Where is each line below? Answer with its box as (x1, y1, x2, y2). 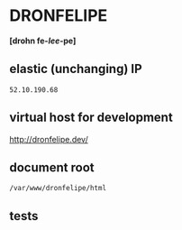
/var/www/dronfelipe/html (9, 184, 106, 193)
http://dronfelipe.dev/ (9, 133, 88, 144)
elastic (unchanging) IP (9, 61, 142, 77)
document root (9, 160, 95, 175)
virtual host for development (9, 110, 173, 125)
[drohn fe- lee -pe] (9, 35, 77, 46)
